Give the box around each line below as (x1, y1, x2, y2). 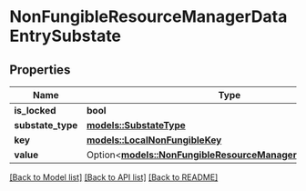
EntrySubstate (9, 25, 121, 46)
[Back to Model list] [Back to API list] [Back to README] (9, 172, 219, 183)
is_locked (14, 105, 56, 116)
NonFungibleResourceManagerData (9, 6, 288, 27)
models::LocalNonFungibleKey (86, 134, 222, 146)
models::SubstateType (86, 119, 187, 131)
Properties (9, 62, 71, 77)
